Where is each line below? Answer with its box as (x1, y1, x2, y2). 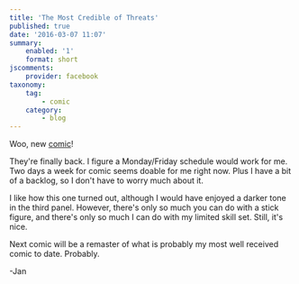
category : (25, 105, 63, 115)
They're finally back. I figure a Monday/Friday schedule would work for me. (9, 156, 288, 167)
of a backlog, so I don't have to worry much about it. (9, 175, 204, 186)
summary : (9, 38, 42, 48)
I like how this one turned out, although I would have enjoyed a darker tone (9, 193, 286, 204)
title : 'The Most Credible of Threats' (9, 13, 159, 23)
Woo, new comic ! (9, 139, 74, 150)
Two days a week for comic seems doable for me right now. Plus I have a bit (9, 166, 292, 177)
